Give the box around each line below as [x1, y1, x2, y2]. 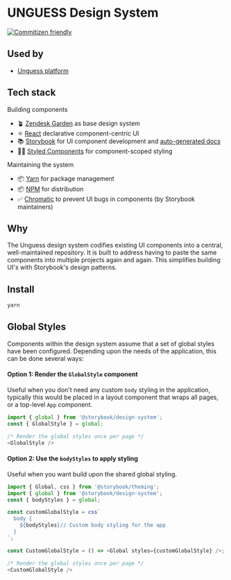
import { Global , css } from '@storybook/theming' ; [7, 483, 160, 490]
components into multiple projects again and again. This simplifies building [7, 256, 221, 264]
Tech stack [7, 87, 56, 99]
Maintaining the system [7, 160, 74, 168]
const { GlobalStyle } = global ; [7, 420, 104, 427]
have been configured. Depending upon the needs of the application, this [7, 346, 217, 355]
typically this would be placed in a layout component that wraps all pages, [7, 393, 219, 401]
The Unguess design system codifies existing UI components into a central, [7, 241, 223, 250]
